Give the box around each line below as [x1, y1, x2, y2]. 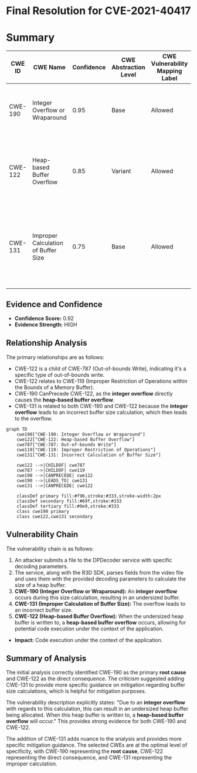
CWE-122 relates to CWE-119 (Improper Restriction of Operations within [14, 377, 188, 384]
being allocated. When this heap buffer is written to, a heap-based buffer [6, 711, 184, 718]
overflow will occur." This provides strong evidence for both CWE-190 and [6, 718, 186, 725]
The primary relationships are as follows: [6, 353, 104, 360]
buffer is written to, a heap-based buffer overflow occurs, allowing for [14, 619, 186, 626]
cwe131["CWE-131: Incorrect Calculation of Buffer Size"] [16, 452, 161, 458]
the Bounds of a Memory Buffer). [14, 383, 95, 391]
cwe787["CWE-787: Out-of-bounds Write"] [16, 441, 117, 447]
